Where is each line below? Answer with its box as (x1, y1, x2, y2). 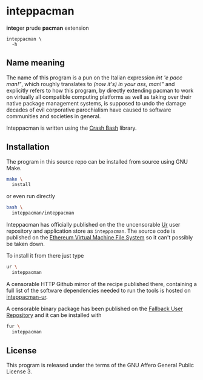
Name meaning (6, 58, 65, 68)
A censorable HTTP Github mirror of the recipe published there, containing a (6, 280, 197, 287)
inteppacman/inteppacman (12, 210, 75, 216)
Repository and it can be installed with (6, 311, 102, 319)
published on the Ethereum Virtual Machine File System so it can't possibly (6, 234, 193, 241)
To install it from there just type (6, 252, 84, 259)
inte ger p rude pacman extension (6, 24, 89, 32)
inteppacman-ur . (6, 293, 48, 301)
